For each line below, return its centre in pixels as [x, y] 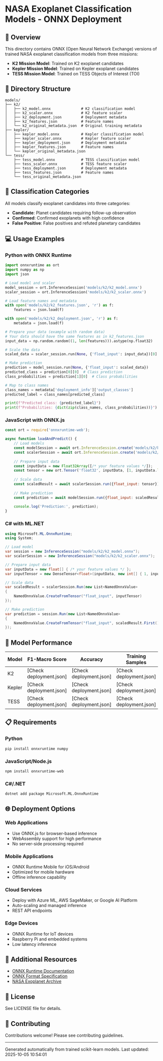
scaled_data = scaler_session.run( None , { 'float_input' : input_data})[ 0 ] [81, 354]
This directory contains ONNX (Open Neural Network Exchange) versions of [81, 49]
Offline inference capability [39, 877]
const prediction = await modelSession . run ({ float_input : [73, 497]
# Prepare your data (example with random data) [55, 332]
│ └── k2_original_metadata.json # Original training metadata [73, 126]
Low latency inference [34, 944]
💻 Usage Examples [35, 239]
